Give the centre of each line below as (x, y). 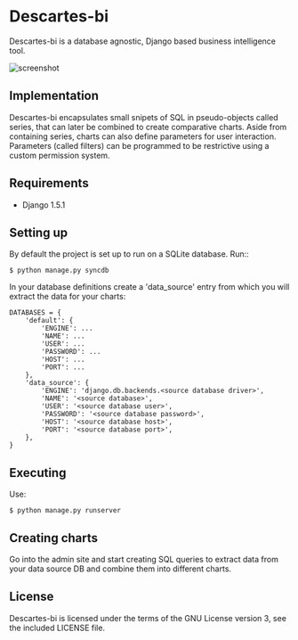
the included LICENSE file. (57, 628)
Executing (38, 473)
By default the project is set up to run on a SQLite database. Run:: (129, 254)
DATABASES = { (36, 313)
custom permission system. (60, 155)
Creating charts (54, 538)
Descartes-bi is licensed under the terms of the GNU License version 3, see (148, 618)
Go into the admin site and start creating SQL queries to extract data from (144, 559)
